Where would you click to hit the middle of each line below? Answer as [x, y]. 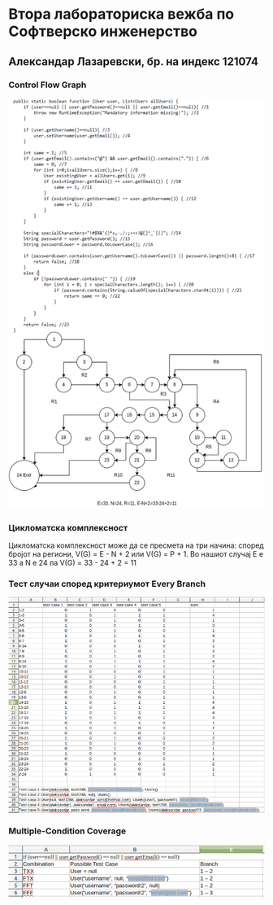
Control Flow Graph [48, 85]
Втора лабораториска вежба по [121, 14]
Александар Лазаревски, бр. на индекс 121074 [133, 61]
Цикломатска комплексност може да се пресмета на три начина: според [136, 545]
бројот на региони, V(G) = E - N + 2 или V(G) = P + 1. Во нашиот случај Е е [136, 554]
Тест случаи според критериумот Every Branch [107, 584]
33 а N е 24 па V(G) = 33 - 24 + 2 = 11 [72, 563]
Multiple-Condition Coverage [67, 831]
